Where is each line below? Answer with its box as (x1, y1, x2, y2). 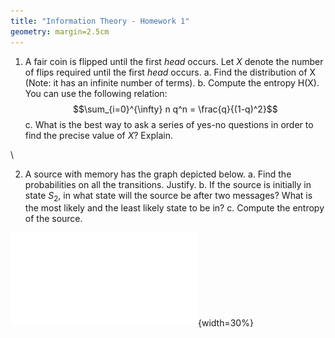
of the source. (24, 213, 83, 225)
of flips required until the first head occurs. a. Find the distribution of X (24, 66, 317, 78)
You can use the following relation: (24, 87, 168, 99)
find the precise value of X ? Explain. (24, 129, 173, 141)
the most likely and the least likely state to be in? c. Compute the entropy (24, 202, 325, 214)
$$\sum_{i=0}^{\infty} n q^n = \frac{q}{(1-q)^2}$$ (72, 103, 278, 115)
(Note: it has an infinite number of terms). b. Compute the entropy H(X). (24, 76, 320, 89)
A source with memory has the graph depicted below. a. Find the (24, 168, 292, 180)
